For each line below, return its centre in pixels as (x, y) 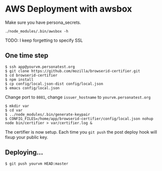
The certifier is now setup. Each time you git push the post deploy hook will (81, 132)
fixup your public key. (27, 137)
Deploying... (24, 152)
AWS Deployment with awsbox (69, 9)
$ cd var (14, 110)
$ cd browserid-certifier (31, 75)
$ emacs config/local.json (32, 88)
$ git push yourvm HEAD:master (37, 164)
